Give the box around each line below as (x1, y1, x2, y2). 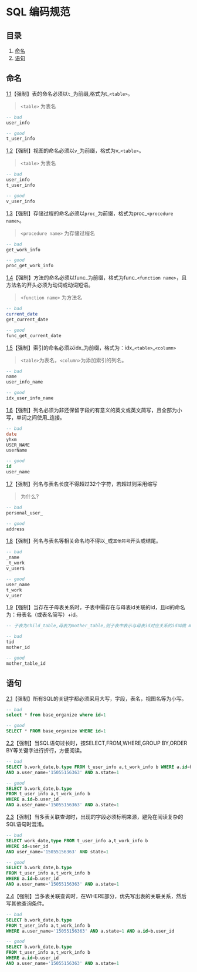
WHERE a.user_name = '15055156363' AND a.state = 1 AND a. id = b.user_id (6, 928, 175, 934)
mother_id (6, 644, 30, 651)
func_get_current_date (6, 332, 62, 338)
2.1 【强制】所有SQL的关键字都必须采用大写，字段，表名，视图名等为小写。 (6, 695, 187, 702)
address (6, 526, 25, 532)
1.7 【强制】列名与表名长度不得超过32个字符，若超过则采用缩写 (6, 480, 158, 487)
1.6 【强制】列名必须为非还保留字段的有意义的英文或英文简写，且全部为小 (6, 406, 183, 413)
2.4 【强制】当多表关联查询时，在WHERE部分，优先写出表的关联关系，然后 (6, 892, 186, 899)
